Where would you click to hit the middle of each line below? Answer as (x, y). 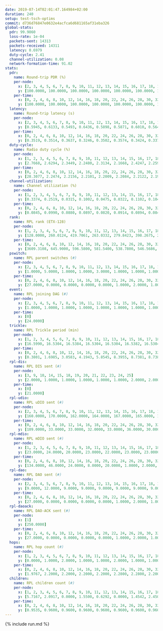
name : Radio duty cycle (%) (42, 150)
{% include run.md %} (27, 624)
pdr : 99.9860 (23, 32)
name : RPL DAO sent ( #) (38, 475)
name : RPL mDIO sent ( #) (39, 439)
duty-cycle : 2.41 (27, 55)
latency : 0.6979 (26, 50)
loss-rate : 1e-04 (27, 37)
